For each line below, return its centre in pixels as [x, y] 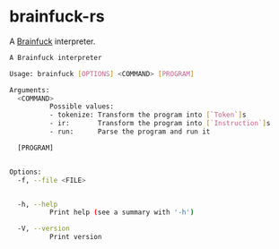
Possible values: [82, 107]
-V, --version [44, 229]
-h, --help [38, 204]
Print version [75, 237]
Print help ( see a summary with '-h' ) [122, 212]
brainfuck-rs [57, 17]
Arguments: [30, 90]
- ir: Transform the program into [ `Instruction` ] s [160, 124]
